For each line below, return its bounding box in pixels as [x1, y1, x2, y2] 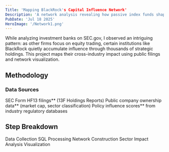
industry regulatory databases [5, 108, 68, 114]
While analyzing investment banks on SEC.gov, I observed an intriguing [5, 35, 153, 41]
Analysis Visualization [5, 141, 50, 147]
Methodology [5, 71, 49, 79]
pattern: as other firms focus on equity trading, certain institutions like [5, 41, 150, 47]
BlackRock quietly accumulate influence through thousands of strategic [5, 46, 153, 52]
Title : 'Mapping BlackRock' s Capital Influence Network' [5, 7, 127, 13]
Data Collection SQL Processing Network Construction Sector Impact [5, 136, 149, 142]
